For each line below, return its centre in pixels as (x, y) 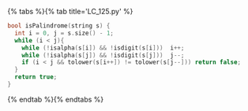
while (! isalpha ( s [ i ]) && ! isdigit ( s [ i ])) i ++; (103, 48)
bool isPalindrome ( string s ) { (59, 26)
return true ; (36, 77)
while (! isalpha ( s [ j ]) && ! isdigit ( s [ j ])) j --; (103, 55)
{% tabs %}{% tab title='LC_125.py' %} (70, 11)
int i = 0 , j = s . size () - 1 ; (64, 33)
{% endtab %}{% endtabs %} (56, 99)
